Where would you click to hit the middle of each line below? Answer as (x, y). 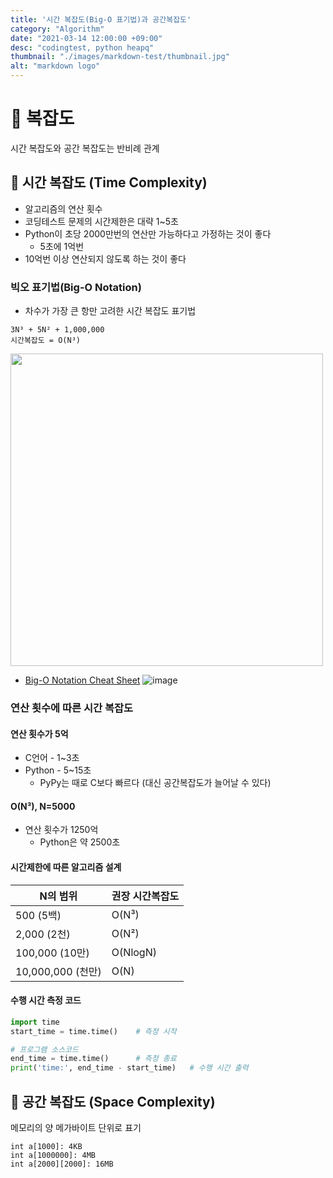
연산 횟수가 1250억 (61, 830)
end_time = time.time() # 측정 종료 (93, 1059)
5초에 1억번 (62, 246)
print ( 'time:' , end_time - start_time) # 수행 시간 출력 (129, 1068)
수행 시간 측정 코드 (46, 1000)
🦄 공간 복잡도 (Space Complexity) (113, 1101)
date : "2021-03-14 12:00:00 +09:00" (86, 38)
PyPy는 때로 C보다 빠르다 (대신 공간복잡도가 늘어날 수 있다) (155, 783)
